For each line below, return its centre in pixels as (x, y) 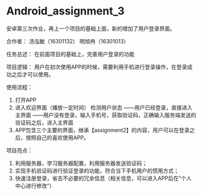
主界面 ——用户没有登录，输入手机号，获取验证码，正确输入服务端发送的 (106, 115)
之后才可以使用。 (33, 74)
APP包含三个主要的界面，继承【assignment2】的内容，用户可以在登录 (102, 130)
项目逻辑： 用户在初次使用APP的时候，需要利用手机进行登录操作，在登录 (97, 67)
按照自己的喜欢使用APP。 (57, 137)
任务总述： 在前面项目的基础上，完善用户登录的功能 (70, 54)
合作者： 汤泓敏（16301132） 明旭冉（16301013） (68, 41)
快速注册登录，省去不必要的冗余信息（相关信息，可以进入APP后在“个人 (103, 178)
